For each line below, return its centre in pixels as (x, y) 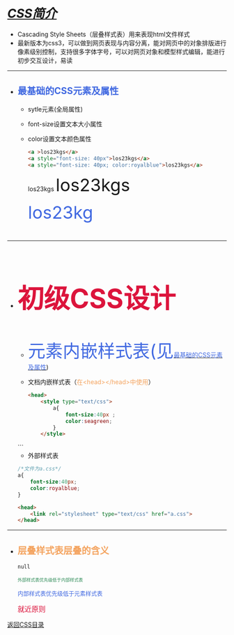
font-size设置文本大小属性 (65, 124)
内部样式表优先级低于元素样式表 (60, 594)
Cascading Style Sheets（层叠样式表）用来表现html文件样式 (103, 34)
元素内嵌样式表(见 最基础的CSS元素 (125, 351)
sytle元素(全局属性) (55, 109)
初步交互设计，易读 (45, 60)
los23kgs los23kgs (79, 185)
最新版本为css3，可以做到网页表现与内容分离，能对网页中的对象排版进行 (122, 43)
